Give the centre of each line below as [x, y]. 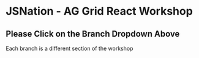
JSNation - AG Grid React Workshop [99, 11]
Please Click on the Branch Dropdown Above [93, 34]
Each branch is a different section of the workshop [69, 48]
